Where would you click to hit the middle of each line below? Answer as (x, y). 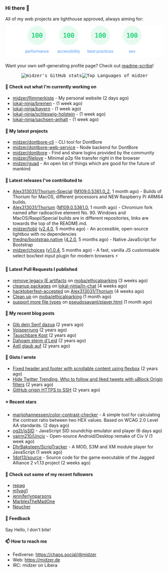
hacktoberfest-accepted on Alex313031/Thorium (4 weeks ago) (78, 291)
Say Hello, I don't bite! (28, 529)
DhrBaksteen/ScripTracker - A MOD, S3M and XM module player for (83, 447)
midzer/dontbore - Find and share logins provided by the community (83, 153)
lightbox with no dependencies (45, 234)
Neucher (22, 507)
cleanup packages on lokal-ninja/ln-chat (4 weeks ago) (70, 285)
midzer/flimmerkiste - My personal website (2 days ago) (71, 98)
